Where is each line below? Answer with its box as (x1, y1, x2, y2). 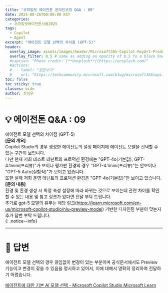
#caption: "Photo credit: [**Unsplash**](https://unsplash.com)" (9, 58, 149, 63)
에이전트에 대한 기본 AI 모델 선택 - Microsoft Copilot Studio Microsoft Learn (5, 283, 156, 289)
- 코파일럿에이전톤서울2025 (9, 21, 57, 26)
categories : (5, 16, 30, 21)
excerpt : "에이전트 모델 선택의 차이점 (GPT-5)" (5, 40, 96, 45)
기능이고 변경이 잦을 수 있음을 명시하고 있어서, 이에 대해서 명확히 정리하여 (5, 266, 148, 272)
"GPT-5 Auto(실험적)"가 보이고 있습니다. (5, 169, 85, 175)
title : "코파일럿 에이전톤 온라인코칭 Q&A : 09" (5, 7, 95, 12)
